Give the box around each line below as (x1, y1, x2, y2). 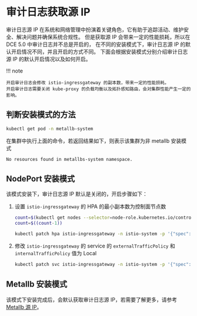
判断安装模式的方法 (6, 110, 76, 120)
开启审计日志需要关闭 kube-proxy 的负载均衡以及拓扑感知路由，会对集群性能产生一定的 (6, 86, 191, 92)
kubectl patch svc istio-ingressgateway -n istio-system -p (14, 262, 165, 268)
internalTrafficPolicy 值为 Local (14, 250, 97, 257)
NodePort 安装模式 (6, 174, 75, 184)
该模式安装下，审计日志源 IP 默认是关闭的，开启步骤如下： (6, 190, 148, 197)
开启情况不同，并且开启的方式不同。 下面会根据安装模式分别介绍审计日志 (11, 48, 188, 55)
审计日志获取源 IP (6, 5, 91, 19)
